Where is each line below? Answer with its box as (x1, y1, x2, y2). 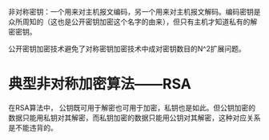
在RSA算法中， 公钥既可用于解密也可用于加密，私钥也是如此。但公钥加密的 (8, 102, 256, 112)
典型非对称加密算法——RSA (8, 75, 192, 94)
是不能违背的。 (8, 122, 58, 132)
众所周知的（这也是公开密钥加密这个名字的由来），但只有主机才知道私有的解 (8, 17, 258, 26)
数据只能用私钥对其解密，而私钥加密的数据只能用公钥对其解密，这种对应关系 (8, 113, 261, 122)
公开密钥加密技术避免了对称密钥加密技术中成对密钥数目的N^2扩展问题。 (8, 44, 246, 54)
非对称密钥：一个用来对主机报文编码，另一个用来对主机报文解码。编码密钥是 (8, 7, 261, 16)
